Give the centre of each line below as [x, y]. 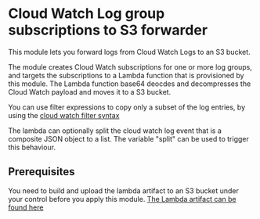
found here [26, 207]
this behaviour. [32, 147]
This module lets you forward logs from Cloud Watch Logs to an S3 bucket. [129, 52]
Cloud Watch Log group [87, 14]
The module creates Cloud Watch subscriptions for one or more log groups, [130, 66]
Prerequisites [42, 172]
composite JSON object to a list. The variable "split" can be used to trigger [128, 138]
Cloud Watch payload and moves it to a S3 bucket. [90, 92]
